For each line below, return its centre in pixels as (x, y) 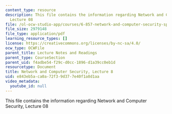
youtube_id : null (28, 86)
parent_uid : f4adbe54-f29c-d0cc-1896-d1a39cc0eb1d (60, 62)
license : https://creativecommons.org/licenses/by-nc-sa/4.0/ (73, 43)
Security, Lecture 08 (27, 106)
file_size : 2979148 (26, 29)
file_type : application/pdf (35, 34)
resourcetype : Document (31, 67)
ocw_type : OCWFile (25, 48)
